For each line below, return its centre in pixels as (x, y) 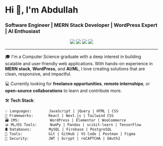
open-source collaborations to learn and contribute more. (64, 91)
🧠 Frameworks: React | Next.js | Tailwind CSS (59, 116)
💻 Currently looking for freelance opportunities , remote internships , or (78, 84)
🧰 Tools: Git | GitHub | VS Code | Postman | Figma (70, 134)
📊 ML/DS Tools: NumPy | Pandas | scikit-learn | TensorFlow (73, 125)
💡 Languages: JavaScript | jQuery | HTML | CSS (62, 111)
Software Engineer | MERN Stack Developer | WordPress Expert (81, 25)
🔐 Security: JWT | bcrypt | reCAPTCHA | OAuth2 (63, 138)
